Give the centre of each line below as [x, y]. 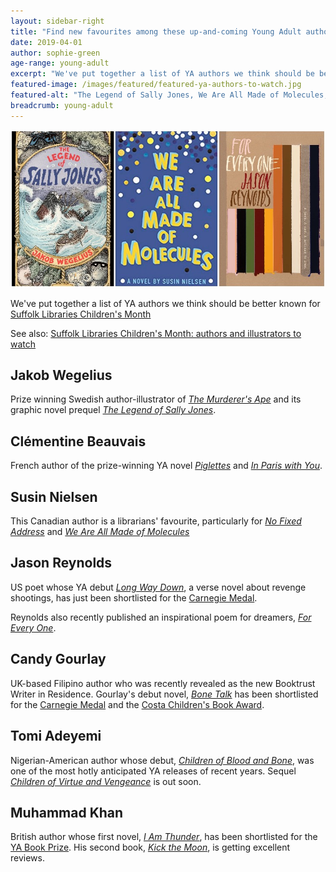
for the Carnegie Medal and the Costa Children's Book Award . [137, 704]
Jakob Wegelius [61, 375]
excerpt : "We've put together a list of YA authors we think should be [162, 74]
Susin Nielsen [54, 496]
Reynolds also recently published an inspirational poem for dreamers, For [161, 617]
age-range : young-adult [60, 63]
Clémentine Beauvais [78, 441]
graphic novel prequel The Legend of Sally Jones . [113, 410]
